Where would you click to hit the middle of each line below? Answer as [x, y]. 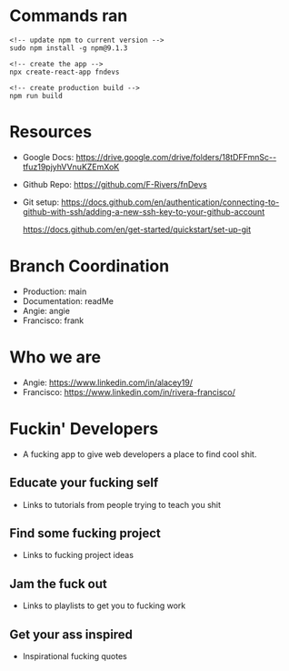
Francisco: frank [53, 320]
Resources [51, 132]
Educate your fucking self [84, 483]
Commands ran [69, 16]
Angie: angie [46, 310]
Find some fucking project [85, 533]
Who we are [55, 357]
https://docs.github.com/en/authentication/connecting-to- [170, 202]
